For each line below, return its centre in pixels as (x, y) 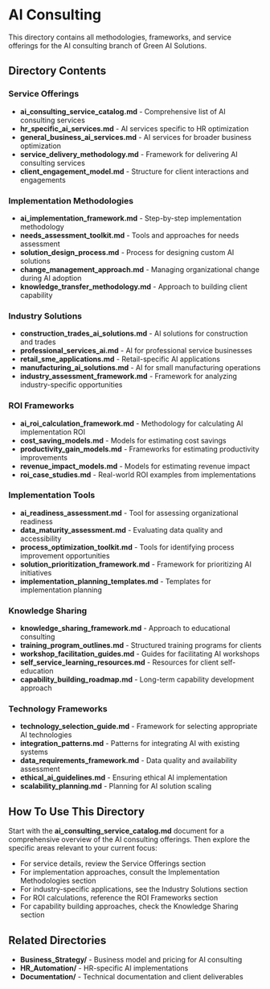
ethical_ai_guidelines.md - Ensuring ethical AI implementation (123, 777)
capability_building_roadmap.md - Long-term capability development (137, 680)
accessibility (41, 538)
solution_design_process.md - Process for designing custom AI (127, 252)
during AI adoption (51, 278)
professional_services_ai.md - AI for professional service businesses (136, 351)
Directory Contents (57, 71)
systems (34, 752)
